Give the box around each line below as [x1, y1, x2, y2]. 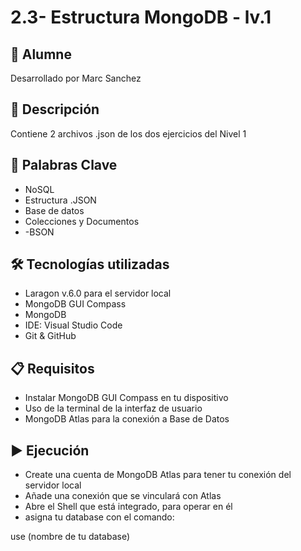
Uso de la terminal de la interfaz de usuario [24, 402, 203, 415]
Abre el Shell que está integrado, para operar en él [24, 501, 233, 513]
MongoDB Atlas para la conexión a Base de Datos [24, 413, 230, 425]
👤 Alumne [10, 46, 72, 63]
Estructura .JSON [24, 194, 97, 206]
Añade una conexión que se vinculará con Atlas [24, 490, 222, 502]
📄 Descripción [10, 101, 100, 118]
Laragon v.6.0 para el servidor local [24, 287, 172, 300]
